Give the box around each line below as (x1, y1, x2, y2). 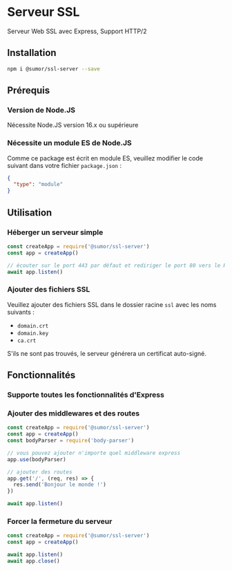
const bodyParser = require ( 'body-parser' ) (7, 437, 135, 444)
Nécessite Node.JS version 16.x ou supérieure (7, 121, 139, 129)
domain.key (17, 330, 49, 337)
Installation (7, 47, 57, 59)
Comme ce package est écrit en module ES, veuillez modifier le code (7, 153, 204, 162)
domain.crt (17, 322, 49, 329)
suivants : (7, 308, 35, 316)
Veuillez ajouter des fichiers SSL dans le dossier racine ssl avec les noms (7, 300, 217, 308)
